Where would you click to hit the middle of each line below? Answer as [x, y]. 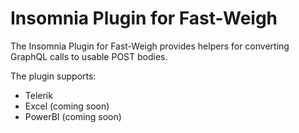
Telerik [38, 95]
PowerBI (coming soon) [73, 116]
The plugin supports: [53, 76]
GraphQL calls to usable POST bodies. [89, 56]
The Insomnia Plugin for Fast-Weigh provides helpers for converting [150, 46]
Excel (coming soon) [67, 106]
